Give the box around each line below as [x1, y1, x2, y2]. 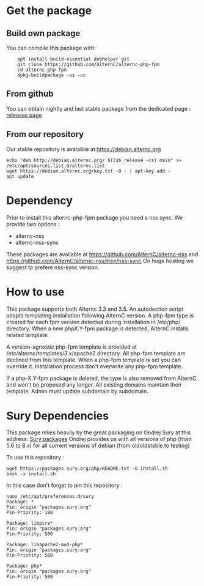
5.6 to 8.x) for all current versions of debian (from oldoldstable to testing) [6, 442, 191, 450]
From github [6, 89, 54, 99]
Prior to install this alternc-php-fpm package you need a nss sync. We [6, 213, 183, 221]
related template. [6, 331, 49, 338]
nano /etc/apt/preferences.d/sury [6, 494, 95, 500]
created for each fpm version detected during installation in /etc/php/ [6, 318, 181, 325]
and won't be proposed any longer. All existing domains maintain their [6, 380, 182, 388]
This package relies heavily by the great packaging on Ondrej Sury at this [6, 429, 191, 436]
